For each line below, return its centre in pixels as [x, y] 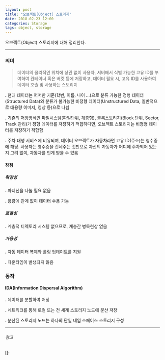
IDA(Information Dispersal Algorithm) [44, 288]
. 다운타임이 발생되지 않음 [29, 262]
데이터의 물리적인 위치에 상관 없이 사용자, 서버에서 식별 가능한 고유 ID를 [85, 73]
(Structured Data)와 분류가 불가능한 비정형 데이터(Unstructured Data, [73, 102]
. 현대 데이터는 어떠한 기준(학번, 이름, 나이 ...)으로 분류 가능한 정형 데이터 [74, 95]
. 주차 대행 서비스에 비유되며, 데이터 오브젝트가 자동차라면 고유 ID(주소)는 [75, 141]
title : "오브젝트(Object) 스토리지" [39, 14]
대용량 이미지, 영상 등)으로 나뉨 [40, 107]
